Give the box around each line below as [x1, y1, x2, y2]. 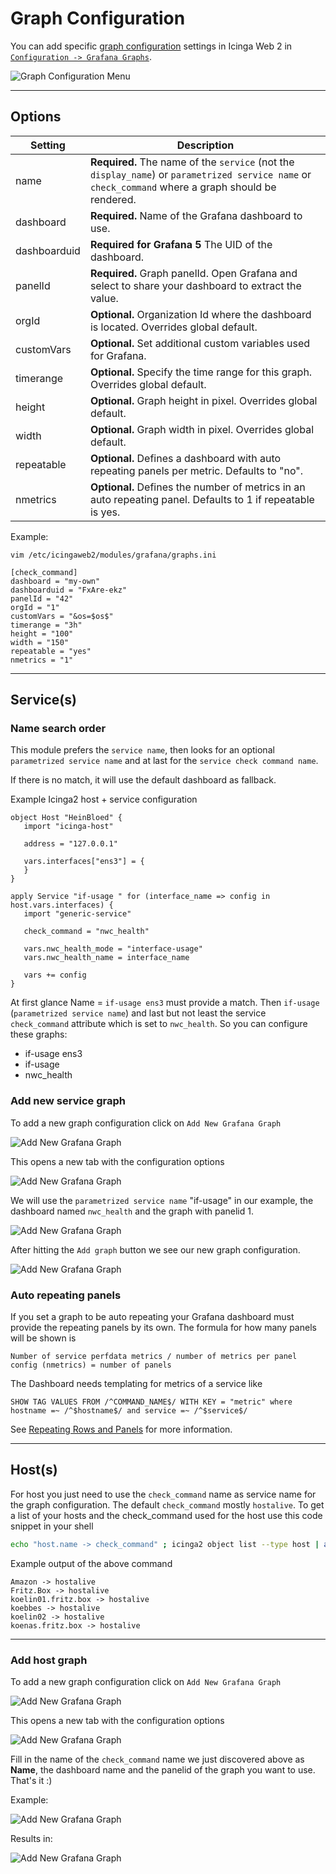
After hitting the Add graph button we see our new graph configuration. [10, 1243, 301, 1256]
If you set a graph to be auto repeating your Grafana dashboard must [10, 1311, 295, 1323]
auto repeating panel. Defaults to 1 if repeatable [89, 492, 315, 506]
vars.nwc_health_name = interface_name [23, 953, 190, 963]
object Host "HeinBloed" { [10, 813, 123, 823]
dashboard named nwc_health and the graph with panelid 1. [10, 1205, 254, 1217]
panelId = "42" [10, 593, 74, 604]
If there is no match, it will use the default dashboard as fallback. [10, 774, 277, 786]
